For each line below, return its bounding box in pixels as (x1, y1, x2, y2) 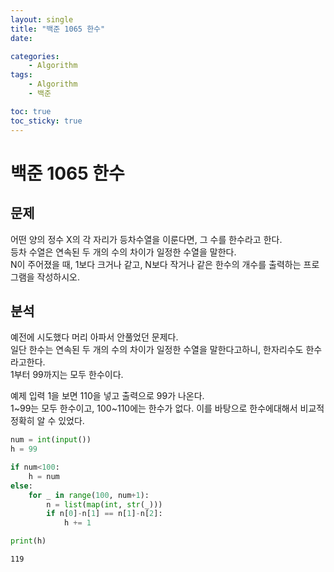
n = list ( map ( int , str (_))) (46, 499, 163, 510)
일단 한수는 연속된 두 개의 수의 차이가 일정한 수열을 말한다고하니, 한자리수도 (10, 344, 304, 356)
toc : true (10, 106, 52, 116)
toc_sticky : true (10, 116, 83, 126)
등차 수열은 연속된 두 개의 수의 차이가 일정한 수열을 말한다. (10, 246, 237, 258)
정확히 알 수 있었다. (10, 415, 85, 427)
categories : (10, 51, 60, 61)
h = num (28, 471, 60, 481)
